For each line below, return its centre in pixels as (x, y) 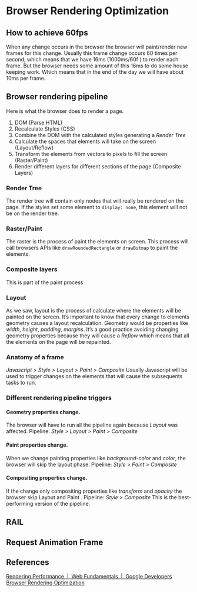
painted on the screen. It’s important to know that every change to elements (98, 317)
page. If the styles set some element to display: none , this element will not (97, 207)
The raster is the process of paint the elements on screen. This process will (97, 242)
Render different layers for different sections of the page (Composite (98, 166)
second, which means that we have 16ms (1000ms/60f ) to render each (92, 59)
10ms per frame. (26, 78)
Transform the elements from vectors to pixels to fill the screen (91, 154)
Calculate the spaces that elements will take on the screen (85, 141)
